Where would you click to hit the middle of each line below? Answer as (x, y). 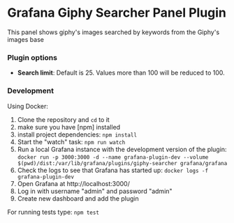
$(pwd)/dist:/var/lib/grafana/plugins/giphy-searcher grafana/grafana (122, 163)
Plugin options (32, 57)
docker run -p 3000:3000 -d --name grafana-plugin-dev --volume (113, 157)
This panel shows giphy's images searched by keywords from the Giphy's (114, 32)
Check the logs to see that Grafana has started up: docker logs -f (112, 170)
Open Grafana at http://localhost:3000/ (74, 183)
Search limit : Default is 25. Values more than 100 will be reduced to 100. (121, 73)
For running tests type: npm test (53, 212)
